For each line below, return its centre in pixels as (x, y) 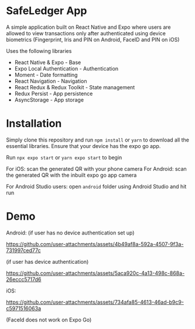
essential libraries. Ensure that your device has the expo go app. (83, 146)
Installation (34, 124)
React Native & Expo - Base (48, 62)
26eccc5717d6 (24, 279)
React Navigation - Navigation (51, 81)
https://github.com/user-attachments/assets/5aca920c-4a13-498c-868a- (95, 273)
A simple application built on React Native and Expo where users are (88, 27)
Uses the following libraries (39, 51)
